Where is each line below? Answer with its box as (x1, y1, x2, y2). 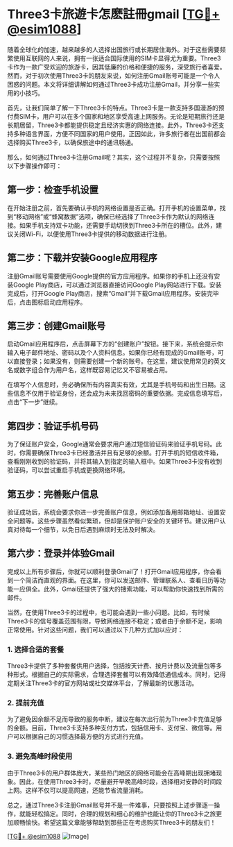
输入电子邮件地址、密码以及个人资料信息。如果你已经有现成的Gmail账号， (7, 349, 218, 357)
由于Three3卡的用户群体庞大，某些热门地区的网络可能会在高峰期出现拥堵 (7, 769, 216, 777)
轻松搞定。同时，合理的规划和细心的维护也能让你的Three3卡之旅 (31, 810, 216, 818)
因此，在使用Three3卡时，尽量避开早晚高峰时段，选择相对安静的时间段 (19, 777, 223, 785)
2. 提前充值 (7, 698, 44, 708)
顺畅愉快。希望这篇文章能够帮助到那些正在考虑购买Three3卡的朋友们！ (12, 818, 216, 826)
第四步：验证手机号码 (7, 420, 98, 432)
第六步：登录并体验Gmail (7, 548, 115, 560)
